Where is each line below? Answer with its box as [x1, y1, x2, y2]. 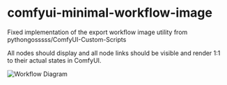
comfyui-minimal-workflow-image [7, 5, 212, 21]
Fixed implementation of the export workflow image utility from [7, 28, 188, 36]
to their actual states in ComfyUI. [7, 56, 102, 64]
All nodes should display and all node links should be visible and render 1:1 [7, 49, 221, 57]
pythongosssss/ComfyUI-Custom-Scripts [7, 35, 127, 43]
